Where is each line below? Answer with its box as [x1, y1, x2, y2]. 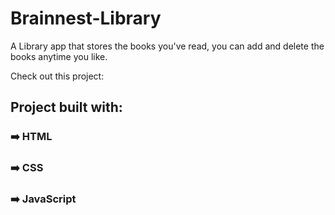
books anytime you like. [10, 50, 108, 62]
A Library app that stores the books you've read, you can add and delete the [10, 40, 325, 52]
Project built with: [10, 99, 123, 116]
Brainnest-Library [10, 7, 162, 30]
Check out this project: [10, 70, 105, 82]
